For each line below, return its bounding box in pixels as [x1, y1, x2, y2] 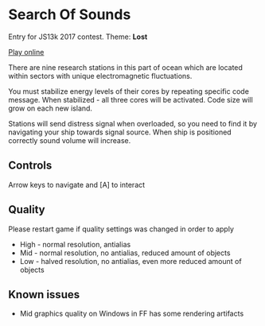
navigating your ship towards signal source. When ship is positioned [8, 127, 232, 137]
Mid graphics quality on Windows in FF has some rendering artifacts [19, 309, 244, 319]
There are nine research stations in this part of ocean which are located [8, 62, 243, 72]
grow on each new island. [8, 103, 93, 113]
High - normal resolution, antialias [19, 239, 131, 249]
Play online [8, 47, 45, 56]
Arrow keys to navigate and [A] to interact [8, 180, 146, 189]
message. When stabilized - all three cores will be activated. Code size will [8, 95, 253, 104]
